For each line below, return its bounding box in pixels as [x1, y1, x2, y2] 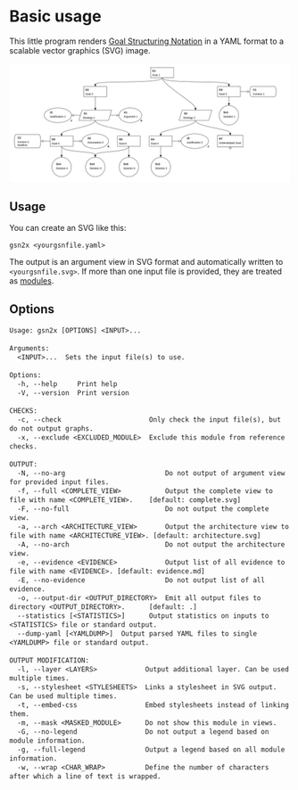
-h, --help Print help [17, 380, 118, 389]
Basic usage [9, 6, 102, 27]
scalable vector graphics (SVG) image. [9, 45, 151, 55]
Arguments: [9, 344, 50, 353]
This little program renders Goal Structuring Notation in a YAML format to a [9, 36, 284, 46]
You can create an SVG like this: [9, 223, 127, 234]
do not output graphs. [9, 424, 94, 433]
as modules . [9, 276, 54, 286]
